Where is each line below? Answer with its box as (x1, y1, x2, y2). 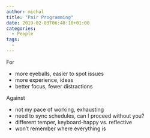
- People (11, 31, 34, 37)
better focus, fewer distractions (14, 82, 93, 90)
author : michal (6, 8, 44, 15)
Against (6, 94, 25, 102)
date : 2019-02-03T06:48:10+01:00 (6, 20, 90, 26)
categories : (6, 25, 36, 32)
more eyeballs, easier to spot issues (14, 70, 104, 77)
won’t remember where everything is (14, 125, 106, 132)
